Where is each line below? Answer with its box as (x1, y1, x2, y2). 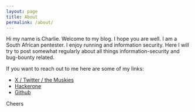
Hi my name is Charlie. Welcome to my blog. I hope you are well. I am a (6, 36, 177, 43)
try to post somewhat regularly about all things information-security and (6, 48, 180, 55)
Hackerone (14, 83, 42, 90)
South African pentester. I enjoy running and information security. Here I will (6, 41, 189, 48)
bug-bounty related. (6, 54, 54, 61)
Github (14, 89, 31, 96)
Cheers (6, 100, 24, 107)
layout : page (6, 8, 38, 15)
